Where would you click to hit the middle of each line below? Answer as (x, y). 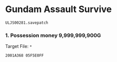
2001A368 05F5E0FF (24, 56)
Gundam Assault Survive (58, 9)
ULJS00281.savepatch (27, 23)
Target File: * (19, 46)
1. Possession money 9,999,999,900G (53, 35)
